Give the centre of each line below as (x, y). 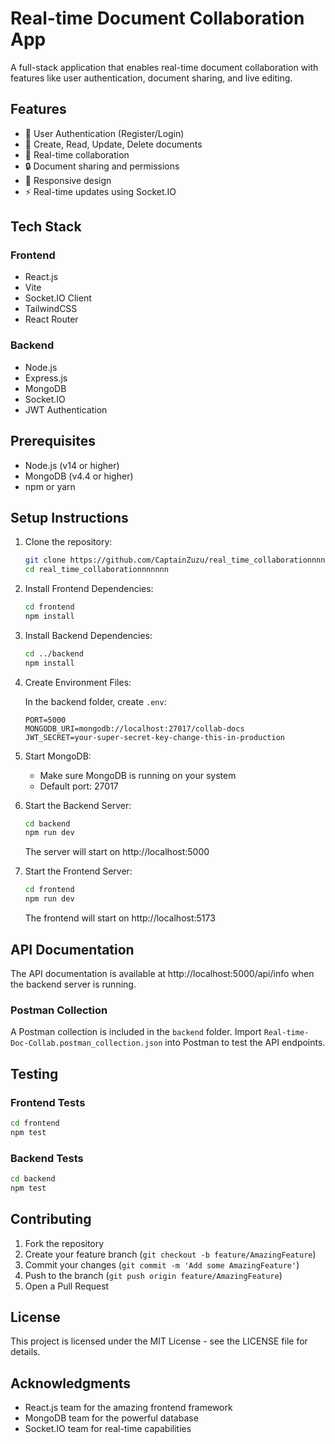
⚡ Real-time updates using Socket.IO (100, 191)
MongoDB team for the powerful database (111, 1418)
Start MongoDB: (58, 756)
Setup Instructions (69, 517)
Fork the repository (64, 1243)
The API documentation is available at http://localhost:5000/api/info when (162, 973)
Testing (34, 1073)
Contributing (51, 1219)
